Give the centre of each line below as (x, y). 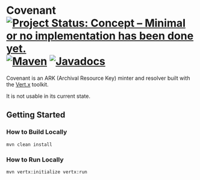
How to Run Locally (35, 160)
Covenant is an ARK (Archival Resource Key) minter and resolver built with (98, 78)
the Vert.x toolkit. (28, 84)
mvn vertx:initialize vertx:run (47, 172)
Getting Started (36, 115)
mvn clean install (29, 145)
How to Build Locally (37, 132)
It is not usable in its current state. (48, 96)
